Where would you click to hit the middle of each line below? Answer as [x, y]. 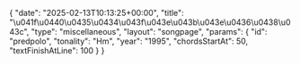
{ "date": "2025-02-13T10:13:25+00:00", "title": [97, 13]
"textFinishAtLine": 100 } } [57, 51]
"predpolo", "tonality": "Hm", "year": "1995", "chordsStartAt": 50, [129, 41]
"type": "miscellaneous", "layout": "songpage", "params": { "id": [149, 32]
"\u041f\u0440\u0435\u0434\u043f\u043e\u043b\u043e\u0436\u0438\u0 [150, 22]
